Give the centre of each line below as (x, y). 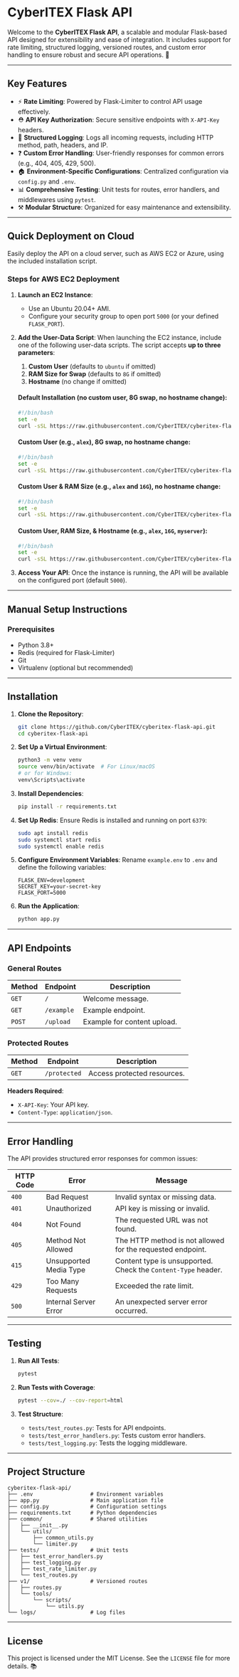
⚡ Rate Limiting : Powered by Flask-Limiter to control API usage (110, 101)
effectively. (34, 112)
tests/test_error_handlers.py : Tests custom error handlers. (117, 1435)
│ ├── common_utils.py (51, 1538)
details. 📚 (22, 1666)
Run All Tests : (38, 1361)
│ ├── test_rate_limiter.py (52, 1569)
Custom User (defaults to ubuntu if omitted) (92, 366)
